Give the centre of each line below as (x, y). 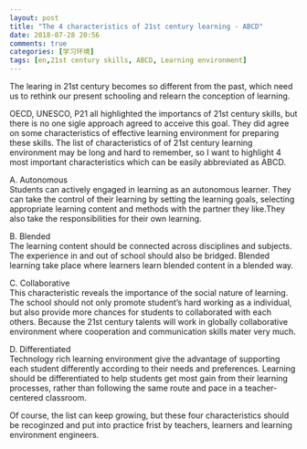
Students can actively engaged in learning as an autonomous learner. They (150, 189)
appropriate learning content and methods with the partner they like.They (148, 209)
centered (26, 397)
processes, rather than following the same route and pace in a (127, 388)
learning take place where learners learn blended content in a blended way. (152, 265)
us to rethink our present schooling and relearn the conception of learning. (150, 96)
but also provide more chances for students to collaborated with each (141, 312)
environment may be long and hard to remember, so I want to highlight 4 (145, 152)
